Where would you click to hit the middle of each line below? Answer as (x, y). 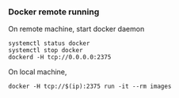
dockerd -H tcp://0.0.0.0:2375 (60, 58)
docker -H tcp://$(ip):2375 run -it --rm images (90, 87)
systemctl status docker (49, 43)
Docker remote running (54, 12)
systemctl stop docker (46, 51)
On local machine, (38, 72)
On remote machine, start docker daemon (76, 29)
